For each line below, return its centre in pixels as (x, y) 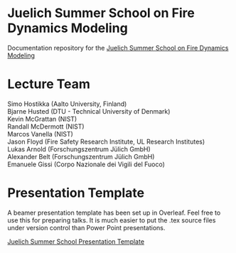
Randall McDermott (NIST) (46, 126)
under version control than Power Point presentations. (86, 227)
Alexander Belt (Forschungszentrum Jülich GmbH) (81, 156)
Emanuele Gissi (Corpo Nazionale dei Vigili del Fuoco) (86, 164)
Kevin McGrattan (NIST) (42, 119)
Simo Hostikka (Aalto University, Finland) (67, 104)
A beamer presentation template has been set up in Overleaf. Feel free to (114, 212)
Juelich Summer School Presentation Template (76, 241)
